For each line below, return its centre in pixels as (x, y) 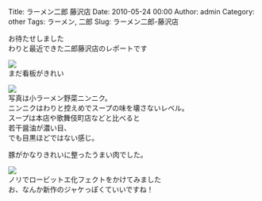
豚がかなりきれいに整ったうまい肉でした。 (78, 155)
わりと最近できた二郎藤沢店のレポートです (78, 48)
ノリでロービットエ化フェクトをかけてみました (85, 180)
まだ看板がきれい (36, 73)
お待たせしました (36, 39)
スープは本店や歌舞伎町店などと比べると (74, 118)
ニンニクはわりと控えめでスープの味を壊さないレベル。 (98, 108)
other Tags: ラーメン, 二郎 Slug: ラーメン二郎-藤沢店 (93, 21)
